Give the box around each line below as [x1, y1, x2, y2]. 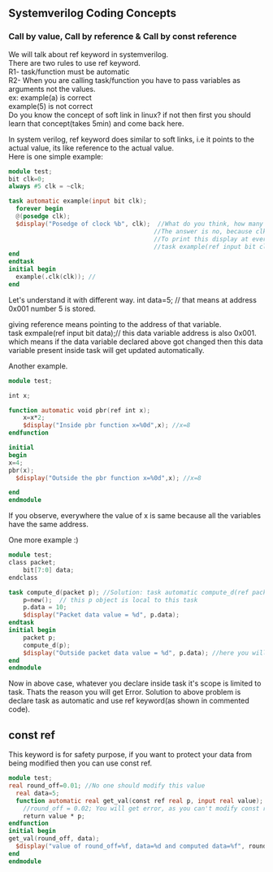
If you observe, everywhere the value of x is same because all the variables [8, 511, 262, 521]
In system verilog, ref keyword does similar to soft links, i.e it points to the [8, 134, 254, 144]
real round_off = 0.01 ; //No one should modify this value [8, 782, 206, 790]
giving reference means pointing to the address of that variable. [8, 319, 222, 329]
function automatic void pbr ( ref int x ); [8, 406, 151, 414]
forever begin [15, 205, 63, 213]
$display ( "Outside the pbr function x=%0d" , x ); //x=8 [15, 473, 201, 482]
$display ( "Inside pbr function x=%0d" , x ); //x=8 [23, 421, 191, 429]
